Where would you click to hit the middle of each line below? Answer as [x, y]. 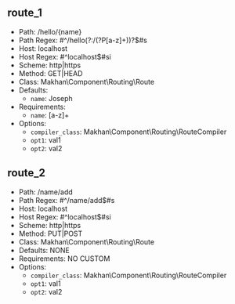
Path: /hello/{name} [50, 31]
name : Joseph [51, 98]
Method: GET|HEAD [51, 73]
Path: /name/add [46, 192]
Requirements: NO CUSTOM [64, 259]
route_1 [25, 13]
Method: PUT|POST [51, 233]
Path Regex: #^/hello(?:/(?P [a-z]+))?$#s [83, 40]
